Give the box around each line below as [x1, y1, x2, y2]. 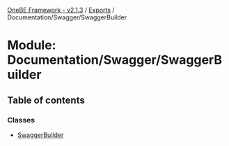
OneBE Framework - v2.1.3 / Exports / [7, 6, 115, 14]
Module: [7, 37, 56, 53]
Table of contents [7, 94, 85, 106]
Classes [7, 115, 35, 125]
